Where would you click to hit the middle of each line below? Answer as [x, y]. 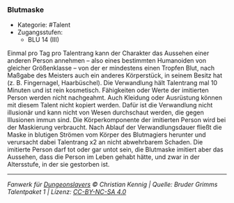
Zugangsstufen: [40, 32]
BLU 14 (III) [44, 40]
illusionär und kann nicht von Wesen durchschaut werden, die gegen [106, 112]
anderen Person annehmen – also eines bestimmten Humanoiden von [107, 61]
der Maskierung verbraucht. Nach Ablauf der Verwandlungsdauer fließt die [115, 128]
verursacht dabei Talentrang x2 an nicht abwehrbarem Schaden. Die [105, 142]
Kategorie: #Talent [44, 25]
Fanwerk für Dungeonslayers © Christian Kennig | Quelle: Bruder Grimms [112, 185]
